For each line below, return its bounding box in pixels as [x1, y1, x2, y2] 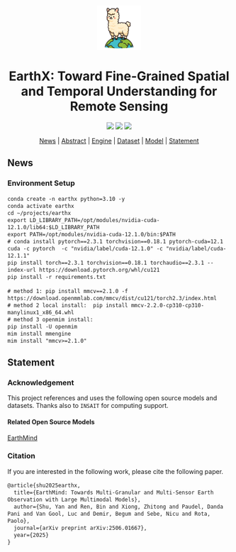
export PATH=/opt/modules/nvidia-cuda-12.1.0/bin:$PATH [7, 231, 176, 238]
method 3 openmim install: [13, 316, 94, 323]
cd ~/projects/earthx [7, 209, 72, 216]
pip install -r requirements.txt [7, 273, 106, 280]
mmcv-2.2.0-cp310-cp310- [130, 302, 204, 309]
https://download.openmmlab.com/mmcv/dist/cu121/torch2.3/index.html [7, 294, 218, 302]
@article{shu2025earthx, [7, 482, 81, 489]
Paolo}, [7, 517, 30, 524]
